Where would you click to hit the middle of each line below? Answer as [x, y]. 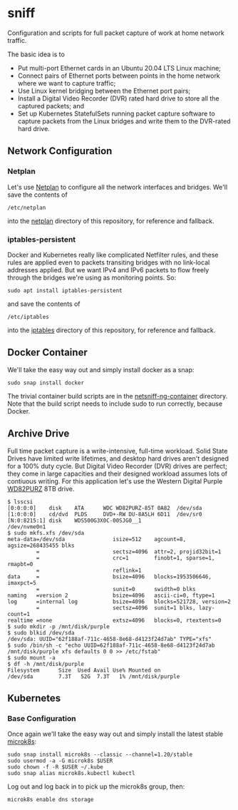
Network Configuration [60, 151]
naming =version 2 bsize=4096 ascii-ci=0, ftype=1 [111, 595]
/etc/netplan [27, 207]
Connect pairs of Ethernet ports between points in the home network [119, 76]
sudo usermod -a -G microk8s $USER [60, 761]
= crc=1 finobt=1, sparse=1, [125, 558]
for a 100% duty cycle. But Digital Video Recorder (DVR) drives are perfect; [118, 466]
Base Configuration [42, 718]
